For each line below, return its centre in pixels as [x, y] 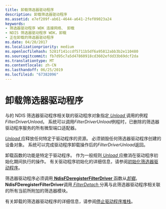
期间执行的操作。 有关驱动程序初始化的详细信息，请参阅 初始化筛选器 [84, 161]
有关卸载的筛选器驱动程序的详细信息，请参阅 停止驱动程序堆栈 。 [70, 201]
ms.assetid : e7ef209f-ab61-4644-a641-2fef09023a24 [58, 19]
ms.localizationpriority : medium [40, 47]
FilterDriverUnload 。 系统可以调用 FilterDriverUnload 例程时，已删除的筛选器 [82, 121]
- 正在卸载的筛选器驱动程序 [30, 38]
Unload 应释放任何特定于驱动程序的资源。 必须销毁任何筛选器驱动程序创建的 [83, 138]
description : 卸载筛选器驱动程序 [36, 14]
